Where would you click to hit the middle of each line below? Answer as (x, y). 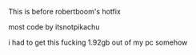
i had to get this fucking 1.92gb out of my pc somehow (98, 42)
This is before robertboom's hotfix (65, 12)
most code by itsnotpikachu (54, 27)
